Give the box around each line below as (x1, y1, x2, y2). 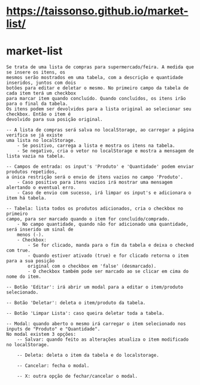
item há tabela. (6, 195, 47, 201)
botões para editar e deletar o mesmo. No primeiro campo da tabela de (6, 85, 189, 91)
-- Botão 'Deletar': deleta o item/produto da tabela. (6, 300, 146, 306)
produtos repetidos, (6, 169, 58, 175)
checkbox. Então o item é (6, 111, 71, 117)
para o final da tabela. (6, 101, 68, 107)
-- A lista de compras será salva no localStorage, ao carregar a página (6, 127, 195, 133)
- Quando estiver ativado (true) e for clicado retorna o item (28, 253, 189, 259)
